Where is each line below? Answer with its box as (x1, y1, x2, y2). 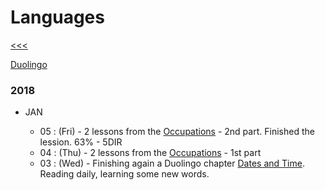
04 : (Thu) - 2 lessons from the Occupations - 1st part (39, 147, 262, 159)
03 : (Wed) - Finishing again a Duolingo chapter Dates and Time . (39, 157, 305, 170)
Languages (10, 6, 105, 29)
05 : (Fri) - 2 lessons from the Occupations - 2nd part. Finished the (39, 126, 315, 138)
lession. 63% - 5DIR (39, 136, 123, 148)
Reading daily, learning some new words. (39, 168, 210, 180)
